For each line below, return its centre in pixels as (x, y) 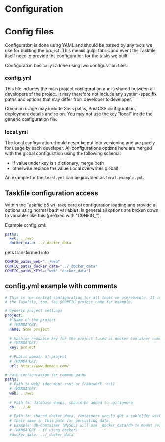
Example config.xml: (26, 225)
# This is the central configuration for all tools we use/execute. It (80, 297)
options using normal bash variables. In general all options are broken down (82, 210)
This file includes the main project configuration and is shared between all (80, 89)
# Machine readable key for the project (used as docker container (80, 339)
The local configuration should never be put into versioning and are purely (80, 143)
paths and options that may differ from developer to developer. (69, 99)
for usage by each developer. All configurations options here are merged (79, 148)
